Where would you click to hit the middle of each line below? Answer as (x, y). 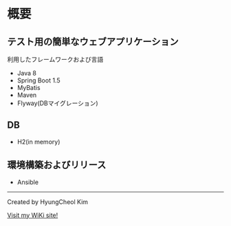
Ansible (28, 182)
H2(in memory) (38, 142)
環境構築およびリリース (57, 165)
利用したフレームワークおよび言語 (55, 59)
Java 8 (26, 73)
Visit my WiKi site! (33, 215)
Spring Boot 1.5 (38, 80)
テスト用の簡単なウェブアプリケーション (93, 42)
